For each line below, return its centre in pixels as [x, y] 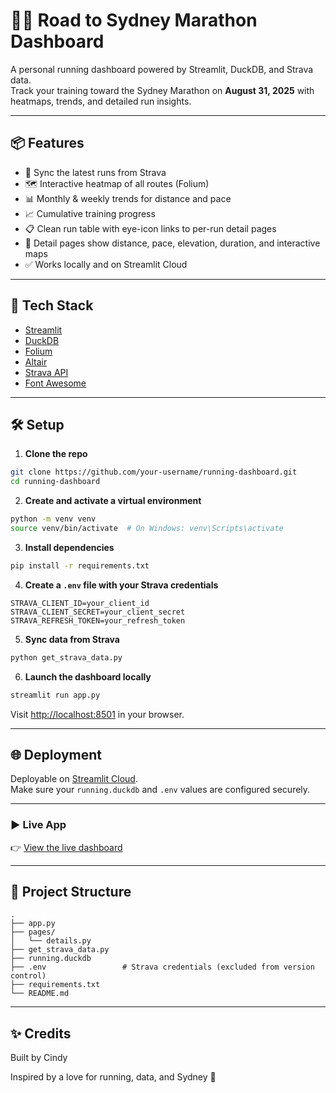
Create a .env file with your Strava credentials [121, 585]
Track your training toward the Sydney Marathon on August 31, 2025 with [162, 90]
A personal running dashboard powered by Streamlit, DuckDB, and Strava [162, 69]
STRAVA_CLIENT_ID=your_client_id [80, 603]
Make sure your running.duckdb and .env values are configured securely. [160, 790]
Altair [36, 361]
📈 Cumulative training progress [90, 213]
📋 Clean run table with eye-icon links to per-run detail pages [150, 228]
